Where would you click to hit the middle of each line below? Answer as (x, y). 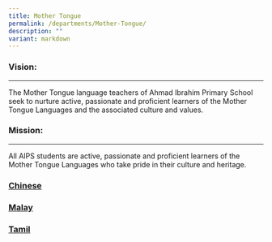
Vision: (23, 67)
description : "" (36, 31)
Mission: (26, 131)
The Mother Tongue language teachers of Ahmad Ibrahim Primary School (131, 92)
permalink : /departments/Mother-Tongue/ (78, 24)
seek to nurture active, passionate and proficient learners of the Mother (127, 101)
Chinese (25, 185)
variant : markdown (39, 39)
